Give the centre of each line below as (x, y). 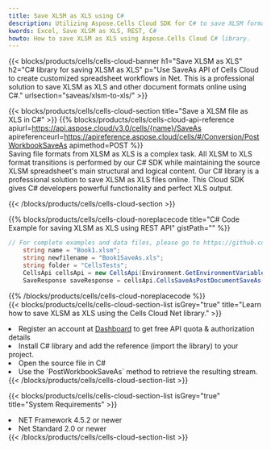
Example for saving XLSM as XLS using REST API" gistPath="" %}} (119, 228)
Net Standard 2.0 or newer (63, 428)
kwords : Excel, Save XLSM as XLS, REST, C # (83, 31)
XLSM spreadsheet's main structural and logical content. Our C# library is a (134, 171)
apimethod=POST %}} (106, 145)
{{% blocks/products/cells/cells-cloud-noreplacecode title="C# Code (124, 219)
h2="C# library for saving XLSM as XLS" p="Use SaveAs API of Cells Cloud (134, 70)
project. (21, 354)
